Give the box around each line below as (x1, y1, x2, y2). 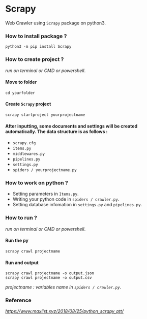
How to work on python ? (5, 179, 69, 186)
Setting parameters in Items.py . (12, 191, 79, 197)
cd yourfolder (5, 90, 36, 95)
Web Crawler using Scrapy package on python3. (5, 20, 106, 26)
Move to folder (5, 79, 37, 85)
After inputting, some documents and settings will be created (5, 123, 138, 129)
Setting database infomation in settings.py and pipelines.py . (12, 202, 142, 208)
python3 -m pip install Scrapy (5, 44, 72, 49)
